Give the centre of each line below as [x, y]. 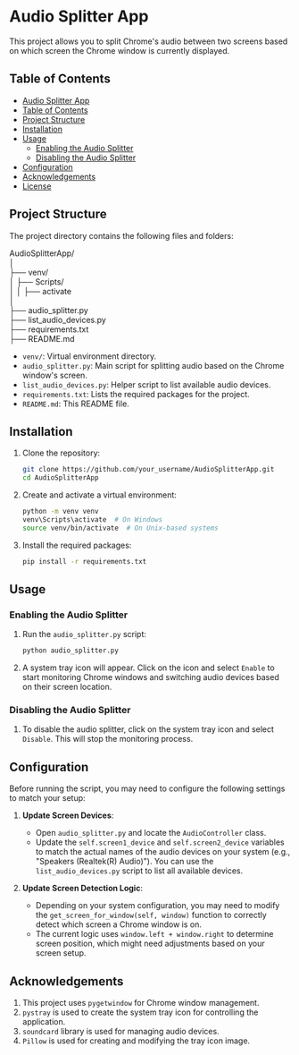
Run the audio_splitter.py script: [84, 634]
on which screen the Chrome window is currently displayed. [120, 50]
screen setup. [61, 953]
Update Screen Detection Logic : [82, 889]
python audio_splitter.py [70, 651]
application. [44, 1022]
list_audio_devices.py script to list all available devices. [139, 871]
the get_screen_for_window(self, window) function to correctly [151, 915]
